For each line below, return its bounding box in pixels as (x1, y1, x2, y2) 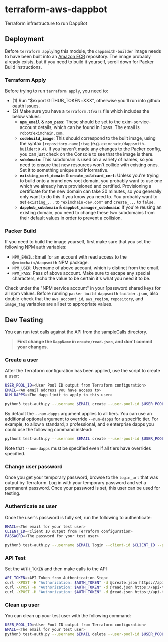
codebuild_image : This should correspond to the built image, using (19, 135, 156, 141)
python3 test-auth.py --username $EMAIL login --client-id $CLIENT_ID (5, 543, 155, 548)
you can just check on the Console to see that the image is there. (19, 151, 154, 157)
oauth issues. (12, 103, 40, 109)
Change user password (5, 463, 63, 470)
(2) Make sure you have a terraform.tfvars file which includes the (12, 108, 150, 114)
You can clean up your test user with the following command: (5, 613, 131, 619)
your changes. (17, 344, 48, 350)
